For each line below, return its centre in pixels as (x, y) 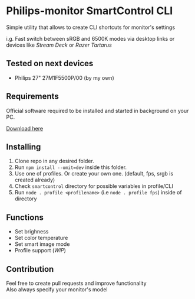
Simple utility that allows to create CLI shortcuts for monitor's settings (91, 27)
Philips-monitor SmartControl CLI (90, 11)
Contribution (30, 269)
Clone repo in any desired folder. (54, 161)
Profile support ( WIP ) (40, 251)
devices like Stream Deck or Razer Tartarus (59, 45)
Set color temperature (41, 238)
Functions (25, 217)
